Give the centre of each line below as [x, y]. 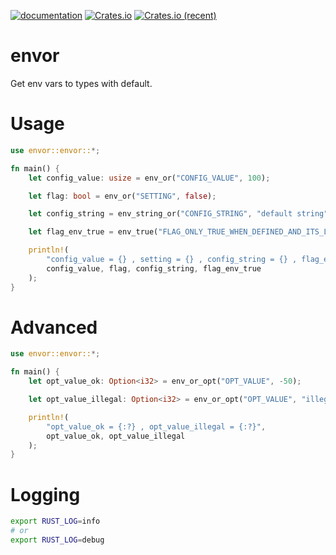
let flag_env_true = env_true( [93, 232]
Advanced [54, 327]
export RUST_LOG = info [55, 521]
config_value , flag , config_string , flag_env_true [154, 268]
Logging [45, 494]
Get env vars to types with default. [81, 83]
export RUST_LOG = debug [57, 540]
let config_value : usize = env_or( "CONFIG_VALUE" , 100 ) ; [149, 178]
